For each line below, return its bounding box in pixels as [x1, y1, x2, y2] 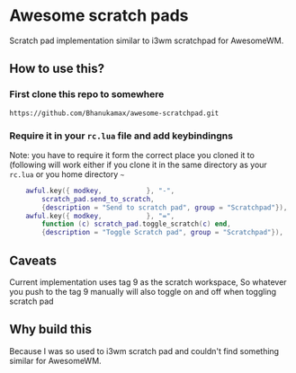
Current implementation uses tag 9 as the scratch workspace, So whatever [9, 276, 287, 288]
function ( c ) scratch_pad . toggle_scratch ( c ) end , [41, 219, 231, 229]
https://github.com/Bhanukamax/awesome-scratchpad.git [9, 109, 220, 118]
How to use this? [9, 61, 105, 76]
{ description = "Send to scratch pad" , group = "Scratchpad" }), [41, 203, 288, 212]
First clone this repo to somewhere [9, 88, 165, 101]
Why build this [9, 322, 93, 337]
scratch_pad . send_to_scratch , [41, 194, 155, 203]
